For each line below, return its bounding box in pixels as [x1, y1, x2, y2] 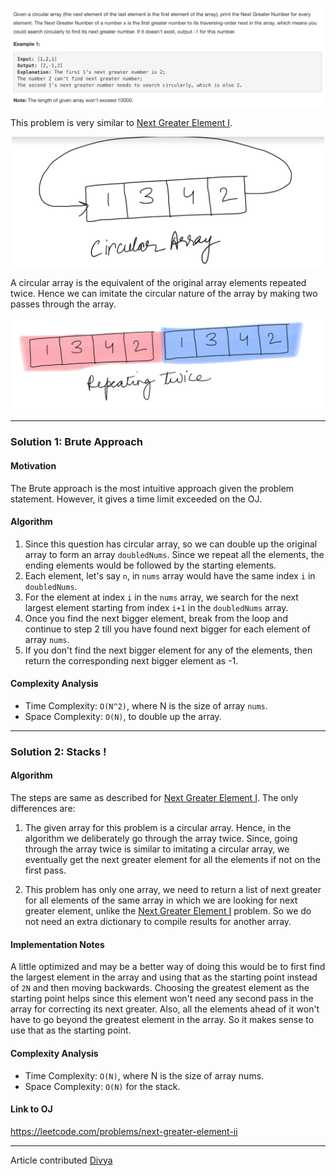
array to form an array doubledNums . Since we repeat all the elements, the [24, 548, 325, 560]
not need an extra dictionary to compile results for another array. [24, 916, 292, 928]
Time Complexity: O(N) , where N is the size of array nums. [24, 1069, 265, 1082]
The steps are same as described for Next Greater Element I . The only [10, 792, 299, 804]
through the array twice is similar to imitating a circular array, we [24, 843, 290, 855]
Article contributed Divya [10, 1154, 113, 1166]
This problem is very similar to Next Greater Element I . [10, 116, 233, 128]
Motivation [10, 459, 57, 472]
